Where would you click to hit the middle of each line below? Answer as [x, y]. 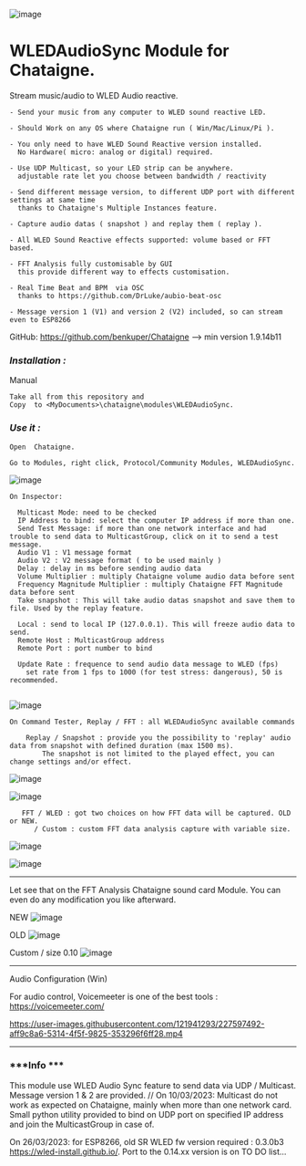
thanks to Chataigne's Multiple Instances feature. [118, 208]
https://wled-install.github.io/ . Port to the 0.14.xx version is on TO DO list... [148, 1151]
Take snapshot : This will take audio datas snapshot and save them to [157, 600]
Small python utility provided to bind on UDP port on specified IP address [147, 1114]
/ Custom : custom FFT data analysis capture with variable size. [162, 829]
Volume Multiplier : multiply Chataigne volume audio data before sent [157, 576]
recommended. [34, 680]
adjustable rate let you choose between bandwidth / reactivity [142, 176]
